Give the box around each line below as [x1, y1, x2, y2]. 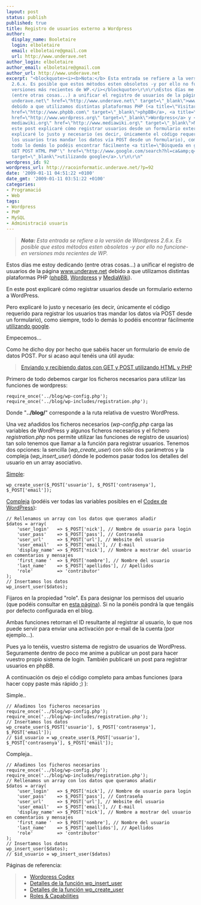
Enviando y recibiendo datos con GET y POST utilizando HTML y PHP [20, 364, 193, 371]
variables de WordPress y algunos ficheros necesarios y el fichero [6, 426, 170, 434]
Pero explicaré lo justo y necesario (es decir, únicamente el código [6, 303, 170, 310]
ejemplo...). [6, 631, 34, 638]
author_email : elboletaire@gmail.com [6, 64, 100, 71]
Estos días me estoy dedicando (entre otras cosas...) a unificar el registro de [6, 261, 194, 268]
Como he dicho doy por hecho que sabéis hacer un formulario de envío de [6, 346, 190, 353]
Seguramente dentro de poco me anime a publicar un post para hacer [6, 649, 178, 656]
